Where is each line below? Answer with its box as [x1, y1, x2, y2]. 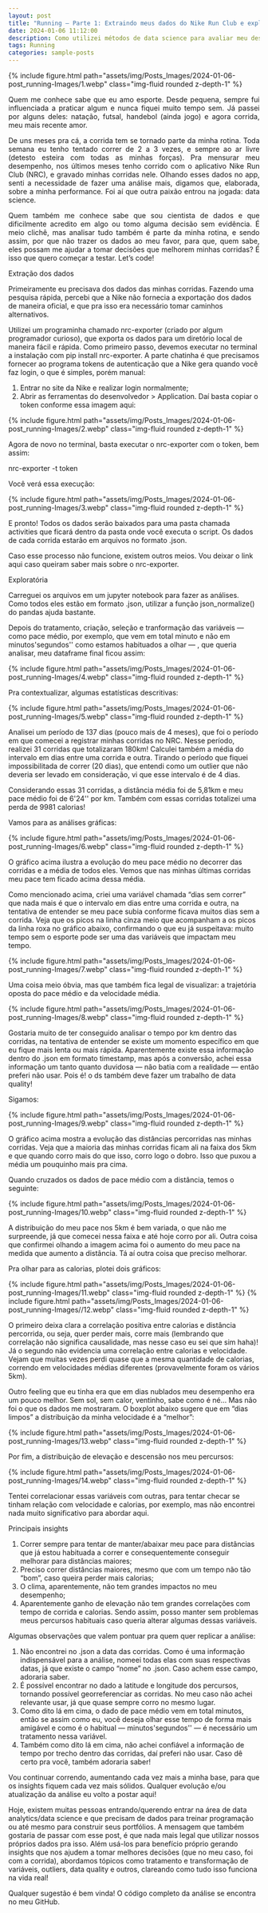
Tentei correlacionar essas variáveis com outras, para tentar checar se [8, 1492, 241, 1501]
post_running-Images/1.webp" [8, 79, 108, 89]
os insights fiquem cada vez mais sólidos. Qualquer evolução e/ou [8, 1781, 227, 1791]
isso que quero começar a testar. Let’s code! [8, 253, 155, 262]
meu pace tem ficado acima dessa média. [8, 875, 146, 883]
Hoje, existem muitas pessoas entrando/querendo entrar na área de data [8, 1805, 247, 1815]
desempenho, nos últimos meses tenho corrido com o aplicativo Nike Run [8, 161, 260, 170]
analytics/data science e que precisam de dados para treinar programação [8, 1814, 254, 1823]
